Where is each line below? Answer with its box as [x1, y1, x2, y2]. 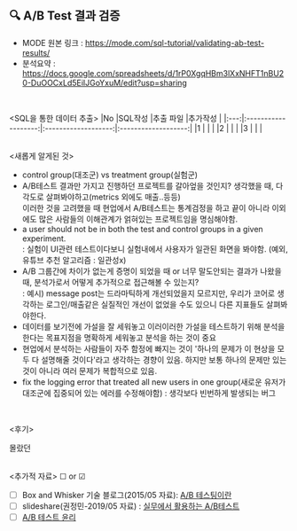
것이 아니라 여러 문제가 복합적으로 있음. [21, 365, 158, 376]
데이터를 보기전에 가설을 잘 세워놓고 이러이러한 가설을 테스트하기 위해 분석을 [21, 321, 285, 332]
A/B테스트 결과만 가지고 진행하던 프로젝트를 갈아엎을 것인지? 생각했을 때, [21, 180, 275, 191]
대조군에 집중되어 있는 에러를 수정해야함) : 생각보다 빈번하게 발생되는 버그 [21, 387, 277, 398]
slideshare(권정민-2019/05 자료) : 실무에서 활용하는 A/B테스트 [21, 500, 240, 511]
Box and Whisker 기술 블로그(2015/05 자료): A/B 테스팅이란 [21, 489, 232, 500]
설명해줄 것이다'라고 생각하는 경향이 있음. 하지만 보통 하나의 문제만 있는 [41, 354, 287, 365]
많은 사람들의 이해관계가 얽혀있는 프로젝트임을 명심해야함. [38, 214, 238, 224]
